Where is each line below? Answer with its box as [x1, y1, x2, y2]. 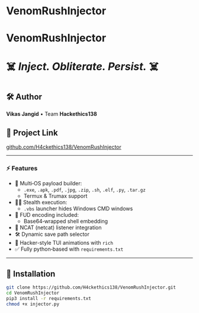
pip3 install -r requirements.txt [6, 295, 92, 301]
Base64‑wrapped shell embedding [23, 218, 108, 225]
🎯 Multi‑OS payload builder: [14, 180, 82, 187]
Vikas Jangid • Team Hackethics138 [6, 110, 98, 118]
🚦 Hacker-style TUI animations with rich [14, 239, 114, 246]
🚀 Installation [6, 268, 56, 279]
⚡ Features [6, 164, 38, 172]
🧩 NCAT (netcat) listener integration [14, 224, 102, 231]
